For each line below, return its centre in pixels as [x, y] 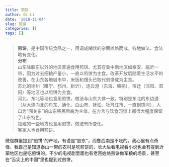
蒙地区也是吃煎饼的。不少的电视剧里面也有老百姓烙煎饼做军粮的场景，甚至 [82, 153]
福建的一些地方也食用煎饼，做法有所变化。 [62, 123]
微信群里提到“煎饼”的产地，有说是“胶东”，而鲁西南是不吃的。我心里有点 [80, 141]
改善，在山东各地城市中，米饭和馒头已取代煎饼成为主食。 [77, 79]
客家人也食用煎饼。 [37, 130]
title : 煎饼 [17, 10]
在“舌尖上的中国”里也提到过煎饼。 [40, 159]
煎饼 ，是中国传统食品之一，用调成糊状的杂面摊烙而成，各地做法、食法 [90, 48]
